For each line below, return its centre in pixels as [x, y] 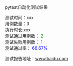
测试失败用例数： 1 [24, 42]
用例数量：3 [17, 24]
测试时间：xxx [19, 18]
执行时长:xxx [18, 30]
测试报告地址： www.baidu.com [36, 58]
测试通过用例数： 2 [24, 36]
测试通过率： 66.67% [26, 48]
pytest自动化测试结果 [26, 7]
